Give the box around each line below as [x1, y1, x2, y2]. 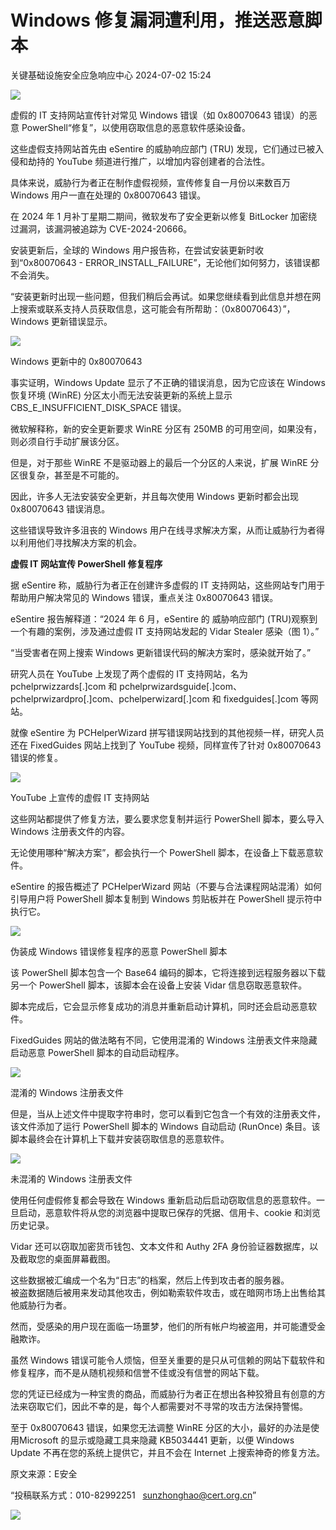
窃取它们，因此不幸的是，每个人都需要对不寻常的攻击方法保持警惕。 [27, 1400, 308, 1412]
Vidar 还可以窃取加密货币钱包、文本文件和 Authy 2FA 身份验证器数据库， [10, 1240, 310, 1252]
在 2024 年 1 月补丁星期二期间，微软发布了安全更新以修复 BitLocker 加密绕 [10, 210, 318, 222]
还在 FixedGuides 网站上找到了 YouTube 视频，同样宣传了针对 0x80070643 [10, 739, 322, 751]
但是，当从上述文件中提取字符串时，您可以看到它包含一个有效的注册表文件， [10, 1107, 326, 1120]
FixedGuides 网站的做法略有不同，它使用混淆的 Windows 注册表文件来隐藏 [10, 1034, 318, 1046]
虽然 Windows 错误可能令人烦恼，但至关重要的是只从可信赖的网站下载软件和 [10, 1354, 325, 1366]
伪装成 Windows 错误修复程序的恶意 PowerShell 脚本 [10, 945, 228, 957]
